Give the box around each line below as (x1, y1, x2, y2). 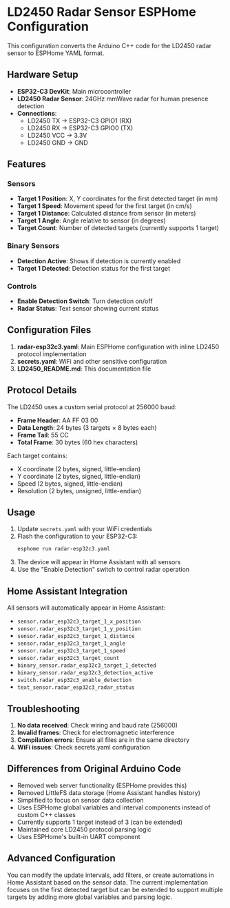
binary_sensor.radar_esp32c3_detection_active (17, 670, 154, 677)
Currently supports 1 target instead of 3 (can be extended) (17, 818, 183, 826)
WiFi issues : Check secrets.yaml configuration (17, 743, 150, 751)
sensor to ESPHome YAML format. (7, 49, 105, 57)
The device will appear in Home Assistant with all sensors (17, 558, 181, 566)
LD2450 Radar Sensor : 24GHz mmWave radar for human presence (17, 94, 209, 103)
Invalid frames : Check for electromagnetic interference (17, 728, 175, 736)
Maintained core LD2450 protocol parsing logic (17, 825, 151, 834)
